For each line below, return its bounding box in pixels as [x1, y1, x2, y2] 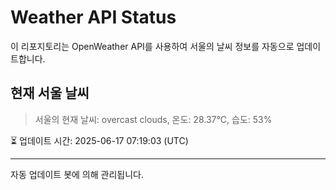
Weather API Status [10, 6, 177, 29]
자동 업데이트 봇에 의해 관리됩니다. [10, 168, 144, 180]
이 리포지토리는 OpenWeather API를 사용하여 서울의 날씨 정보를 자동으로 [10, 40, 295, 52]
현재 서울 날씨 [10, 85, 90, 102]
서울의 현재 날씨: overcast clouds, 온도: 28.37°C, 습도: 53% [34, 113, 273, 125]
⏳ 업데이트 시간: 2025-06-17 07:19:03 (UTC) [10, 134, 189, 146]
